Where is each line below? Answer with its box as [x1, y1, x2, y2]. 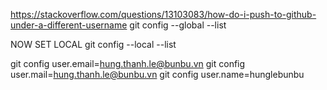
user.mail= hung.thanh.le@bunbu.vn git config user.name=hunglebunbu [10, 69, 305, 80]
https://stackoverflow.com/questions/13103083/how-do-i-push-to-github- [10, 9, 317, 20]
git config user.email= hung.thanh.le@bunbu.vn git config [10, 58, 246, 69]
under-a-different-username [10, 19, 128, 31]
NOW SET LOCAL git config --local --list [10, 39, 177, 50]
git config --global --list [129, 19, 227, 31]
